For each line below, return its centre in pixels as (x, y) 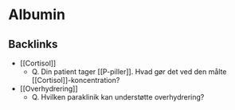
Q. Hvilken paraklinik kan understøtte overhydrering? (118, 97)
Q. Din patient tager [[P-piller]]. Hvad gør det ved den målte (129, 72)
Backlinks (33, 44)
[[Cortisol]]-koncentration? (76, 80)
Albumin (37, 15)
